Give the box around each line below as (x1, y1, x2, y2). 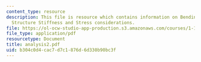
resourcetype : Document (6, 36, 66, 42)
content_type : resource (6, 8, 66, 15)
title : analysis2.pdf (6, 42, 60, 48)
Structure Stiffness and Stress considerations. (11, 19, 135, 25)
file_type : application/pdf (6, 31, 77, 37)
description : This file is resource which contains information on (6, 14, 178, 20)
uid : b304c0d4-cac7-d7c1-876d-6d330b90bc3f (6, 47, 117, 53)
